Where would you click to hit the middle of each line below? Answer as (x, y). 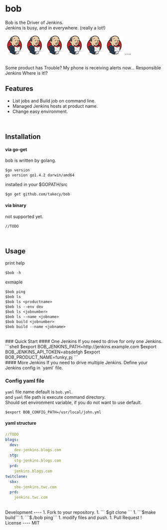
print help (15, 263)
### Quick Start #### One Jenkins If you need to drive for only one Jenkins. (84, 341)
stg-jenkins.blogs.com (38, 461)
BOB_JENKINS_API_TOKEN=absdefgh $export (53, 352)
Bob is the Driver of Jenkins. (34, 22)
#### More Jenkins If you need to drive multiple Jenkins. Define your (77, 363)
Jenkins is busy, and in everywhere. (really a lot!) (55, 27)
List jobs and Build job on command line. (54, 101)
